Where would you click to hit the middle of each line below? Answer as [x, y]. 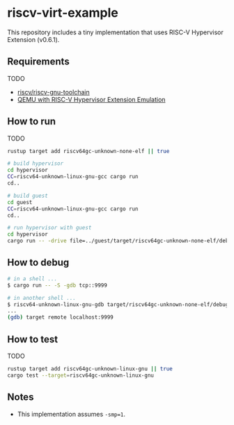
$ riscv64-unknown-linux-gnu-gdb [56, 304]
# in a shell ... [32, 279]
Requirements [38, 62]
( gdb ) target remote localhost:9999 [60, 317]
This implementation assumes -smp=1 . [71, 414]
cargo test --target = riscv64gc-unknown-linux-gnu [81, 375]
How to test [32, 339]
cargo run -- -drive [37, 241]
